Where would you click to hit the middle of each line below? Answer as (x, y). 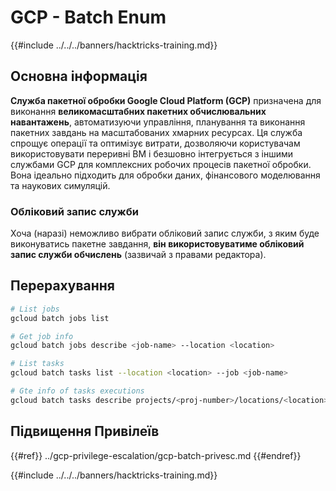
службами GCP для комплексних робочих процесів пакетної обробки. (161, 164)
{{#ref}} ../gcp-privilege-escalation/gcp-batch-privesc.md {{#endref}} (156, 455)
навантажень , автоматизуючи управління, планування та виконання (158, 122)
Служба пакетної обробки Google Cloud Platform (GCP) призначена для (166, 100)
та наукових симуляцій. (60, 185)
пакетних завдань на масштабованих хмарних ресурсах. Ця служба (156, 132)
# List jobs (35, 309)
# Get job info (42, 336)
